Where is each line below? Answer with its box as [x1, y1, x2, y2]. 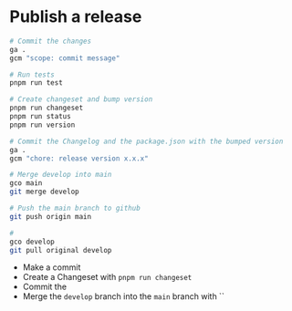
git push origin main [9, 212, 92, 221]
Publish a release [9, 6, 142, 27]
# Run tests [9, 70, 55, 79]
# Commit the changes [9, 36, 92, 46]
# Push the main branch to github [9, 203, 141, 213]
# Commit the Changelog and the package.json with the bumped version [9, 137, 284, 146]
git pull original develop [9, 245, 112, 254]
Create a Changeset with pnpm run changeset [22, 272, 193, 283]
